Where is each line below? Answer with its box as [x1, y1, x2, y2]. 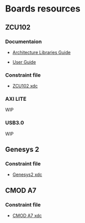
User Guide [12, 59, 36, 65]
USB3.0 [5, 119, 24, 126]
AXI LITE [5, 96, 26, 103]
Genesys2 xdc [12, 171, 42, 178]
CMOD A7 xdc [12, 212, 42, 218]
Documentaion [5, 38, 42, 45]
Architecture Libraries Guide [12, 49, 71, 55]
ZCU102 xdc [12, 83, 38, 89]
